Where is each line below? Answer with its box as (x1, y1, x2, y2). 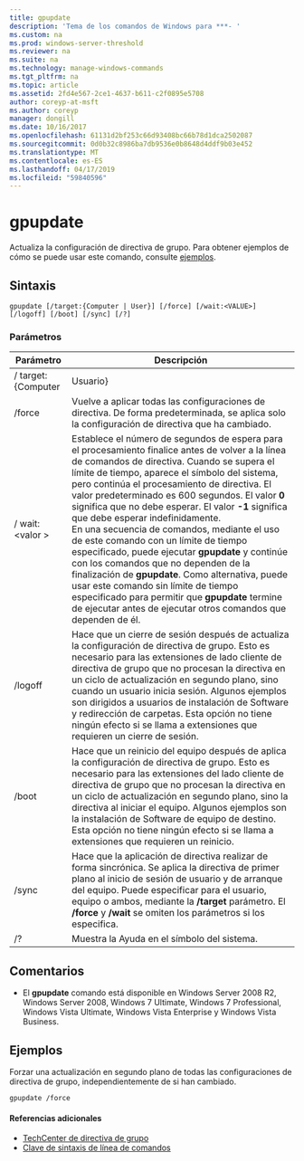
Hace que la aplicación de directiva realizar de (71, 850, 269, 862)
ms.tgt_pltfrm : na (9, 72, 79, 81)
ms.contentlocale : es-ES (9, 156, 103, 166)
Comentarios (9, 963, 85, 978)
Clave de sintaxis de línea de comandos (22, 1142, 171, 1154)
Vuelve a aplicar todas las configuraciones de (71, 395, 265, 408)
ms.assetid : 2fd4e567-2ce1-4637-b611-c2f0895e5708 (9, 89, 204, 98)
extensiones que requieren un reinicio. (71, 835, 234, 848)
